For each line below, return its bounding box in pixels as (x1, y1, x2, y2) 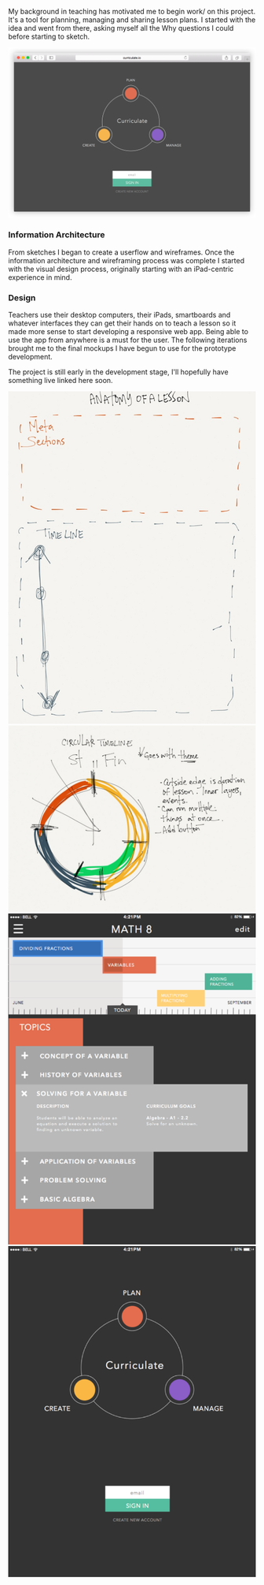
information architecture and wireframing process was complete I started (8, 255, 245, 265)
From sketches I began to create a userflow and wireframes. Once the (8, 247, 235, 257)
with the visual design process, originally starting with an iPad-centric (8, 264, 234, 273)
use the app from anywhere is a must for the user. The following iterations (8, 335, 247, 345)
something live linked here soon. (8, 376, 113, 385)
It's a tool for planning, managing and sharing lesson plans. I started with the (8, 15, 256, 24)
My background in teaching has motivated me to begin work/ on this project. (8, 7, 256, 16)
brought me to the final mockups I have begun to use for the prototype (8, 344, 236, 353)
